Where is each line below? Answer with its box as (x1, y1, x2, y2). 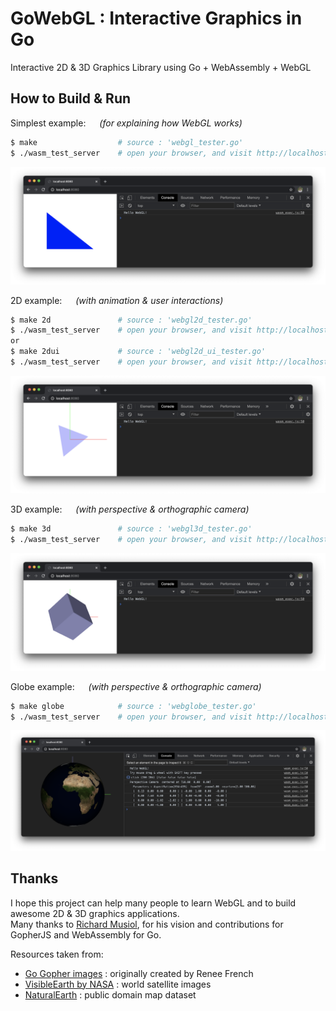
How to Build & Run (10, 90, 132, 107)
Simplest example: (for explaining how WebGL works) (10, 117, 243, 129)
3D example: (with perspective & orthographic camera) (10, 503, 250, 515)
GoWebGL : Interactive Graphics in (10, 7, 303, 30)
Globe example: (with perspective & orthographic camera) (10, 680, 262, 692)
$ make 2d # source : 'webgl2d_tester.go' (10, 315, 253, 325)
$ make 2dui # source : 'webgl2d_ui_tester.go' (10, 347, 267, 357)
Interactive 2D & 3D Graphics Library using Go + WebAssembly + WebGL (10, 61, 312, 73)
